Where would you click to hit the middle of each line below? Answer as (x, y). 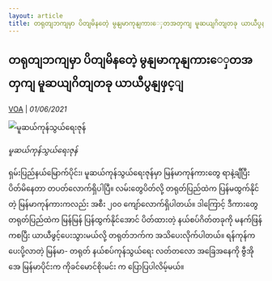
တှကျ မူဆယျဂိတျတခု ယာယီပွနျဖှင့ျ (96, 83)
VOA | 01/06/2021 (38, 109)
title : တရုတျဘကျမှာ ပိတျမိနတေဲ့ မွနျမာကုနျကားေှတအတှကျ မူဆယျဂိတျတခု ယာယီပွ (135, 23)
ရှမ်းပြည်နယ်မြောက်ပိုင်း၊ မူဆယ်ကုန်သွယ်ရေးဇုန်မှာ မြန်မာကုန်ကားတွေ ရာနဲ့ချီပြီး (130, 173)
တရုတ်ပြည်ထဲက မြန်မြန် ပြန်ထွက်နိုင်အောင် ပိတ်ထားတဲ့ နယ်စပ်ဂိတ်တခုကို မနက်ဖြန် (136, 220)
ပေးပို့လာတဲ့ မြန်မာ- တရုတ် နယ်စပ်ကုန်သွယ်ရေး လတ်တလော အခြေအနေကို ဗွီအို (131, 251)
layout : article (36, 16)
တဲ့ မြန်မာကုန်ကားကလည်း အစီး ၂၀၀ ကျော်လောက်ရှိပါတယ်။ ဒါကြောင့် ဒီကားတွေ (133, 204)
